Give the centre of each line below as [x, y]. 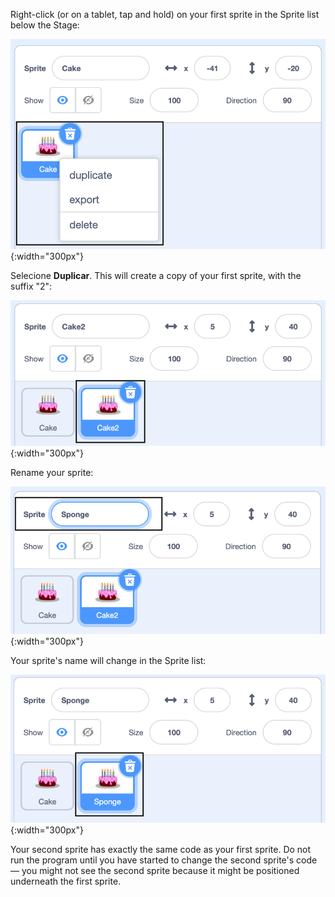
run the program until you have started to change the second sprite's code [164, 860]
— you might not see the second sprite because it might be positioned [155, 870]
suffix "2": [31, 286]
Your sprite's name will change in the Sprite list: [108, 660]
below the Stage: [45, 25]
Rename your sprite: [52, 472]
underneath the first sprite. [66, 881]
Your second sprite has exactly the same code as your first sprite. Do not [161, 849]
